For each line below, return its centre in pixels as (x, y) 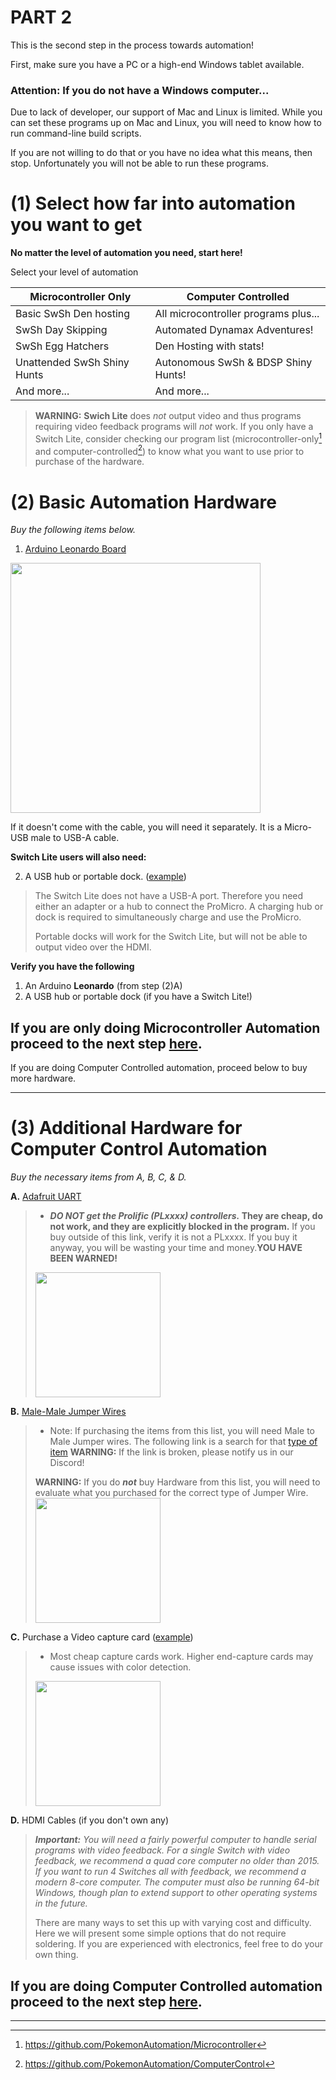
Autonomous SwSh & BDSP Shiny (233, 363)
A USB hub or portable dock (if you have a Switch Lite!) (138, 997)
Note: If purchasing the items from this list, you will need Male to (182, 1431)
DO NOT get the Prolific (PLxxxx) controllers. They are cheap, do (186, 1216)
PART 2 (41, 17)
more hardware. (43, 1078)
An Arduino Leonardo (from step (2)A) (103, 986)
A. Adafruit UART (46, 1197)
